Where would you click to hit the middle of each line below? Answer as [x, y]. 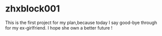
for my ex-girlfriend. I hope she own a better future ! [59, 27]
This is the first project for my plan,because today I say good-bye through [81, 22]
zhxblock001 [32, 9]
